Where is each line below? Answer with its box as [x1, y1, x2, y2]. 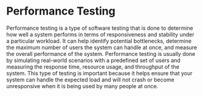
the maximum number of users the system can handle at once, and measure [6, 44, 198, 51]
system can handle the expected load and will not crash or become [6, 76, 175, 83]
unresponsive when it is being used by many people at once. [6, 82, 159, 89]
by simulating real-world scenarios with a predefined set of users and [6, 57, 181, 64]
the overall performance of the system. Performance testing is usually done [6, 50, 196, 57]
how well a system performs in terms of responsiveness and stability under [6, 30, 194, 38]
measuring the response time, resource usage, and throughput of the [6, 63, 179, 70]
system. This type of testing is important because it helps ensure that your [6, 69, 193, 77]
